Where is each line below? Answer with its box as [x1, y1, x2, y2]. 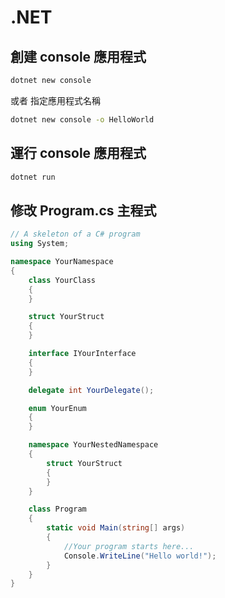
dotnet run [10, 172, 56, 182]
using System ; [10, 239, 70, 249]
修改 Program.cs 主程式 [10, 202, 157, 219]
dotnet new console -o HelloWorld [10, 114, 155, 125]
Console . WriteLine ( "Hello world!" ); [63, 551, 217, 561]
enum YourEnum [28, 403, 87, 413]
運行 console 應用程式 [10, 145, 147, 162]
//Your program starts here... [63, 541, 195, 551]
